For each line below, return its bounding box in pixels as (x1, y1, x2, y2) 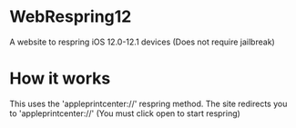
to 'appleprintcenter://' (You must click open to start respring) (9, 107, 241, 119)
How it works (9, 68, 111, 89)
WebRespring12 (9, 6, 132, 27)
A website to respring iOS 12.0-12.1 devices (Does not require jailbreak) (9, 36, 275, 47)
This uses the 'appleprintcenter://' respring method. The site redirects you (9, 98, 288, 109)
